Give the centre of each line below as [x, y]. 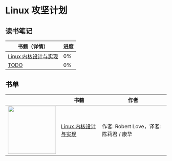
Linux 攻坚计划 [36, 10]
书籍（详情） [33, 47]
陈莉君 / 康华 [117, 134]
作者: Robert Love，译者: [132, 126]
